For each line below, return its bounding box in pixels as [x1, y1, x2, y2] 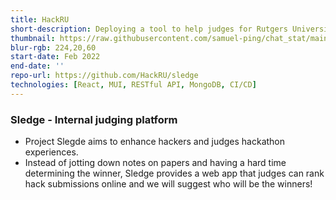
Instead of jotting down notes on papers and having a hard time [24, 157, 287, 169]
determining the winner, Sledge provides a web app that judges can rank [24, 167, 325, 180]
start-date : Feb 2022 [10, 52, 101, 62]
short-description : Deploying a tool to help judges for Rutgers [10, 24, 288, 34]
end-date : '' [10, 61, 65, 71]
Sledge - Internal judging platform [10, 112, 178, 126]
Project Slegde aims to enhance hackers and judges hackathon [24, 136, 286, 148]
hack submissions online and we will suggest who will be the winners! [24, 178, 313, 190]
